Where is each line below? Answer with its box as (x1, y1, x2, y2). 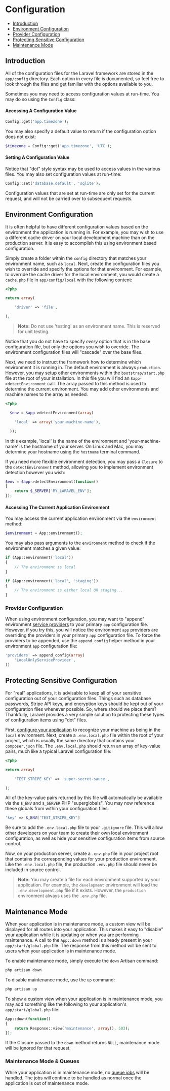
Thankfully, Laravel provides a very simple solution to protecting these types (5, 711, 164, 717)
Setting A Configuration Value (5, 154, 70, 160)
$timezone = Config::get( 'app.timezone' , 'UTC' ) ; (5, 143, 112, 148)
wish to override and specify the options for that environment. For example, (5, 266, 163, 272)
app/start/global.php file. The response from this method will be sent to (5, 943, 157, 949)
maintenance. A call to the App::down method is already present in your (5, 937, 153, 943)
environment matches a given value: (5, 545, 81, 551)
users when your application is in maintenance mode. (5, 948, 117, 954)
